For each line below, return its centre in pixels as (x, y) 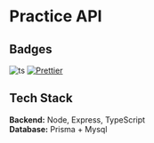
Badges (31, 49)
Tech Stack (41, 98)
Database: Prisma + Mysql (58, 129)
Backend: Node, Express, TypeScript (77, 119)
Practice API (56, 16)
